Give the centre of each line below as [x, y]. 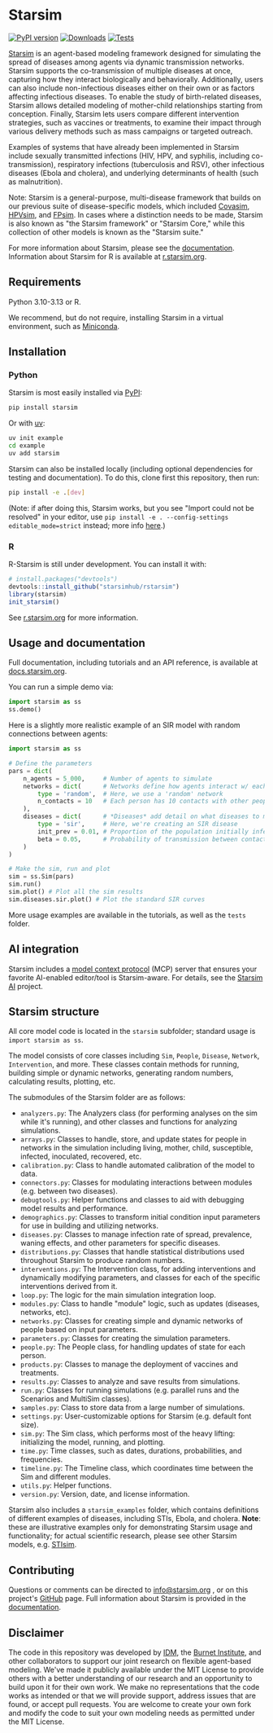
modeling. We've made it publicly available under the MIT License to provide [136, 1670]
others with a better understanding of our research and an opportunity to [130, 1678]
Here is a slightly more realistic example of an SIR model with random [125, 725]
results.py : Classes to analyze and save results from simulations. [130, 1382]
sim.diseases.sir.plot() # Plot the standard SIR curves [107, 899]
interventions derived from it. [69, 1287]
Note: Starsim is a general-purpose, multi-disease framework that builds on [135, 197]
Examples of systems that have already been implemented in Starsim [124, 147]
